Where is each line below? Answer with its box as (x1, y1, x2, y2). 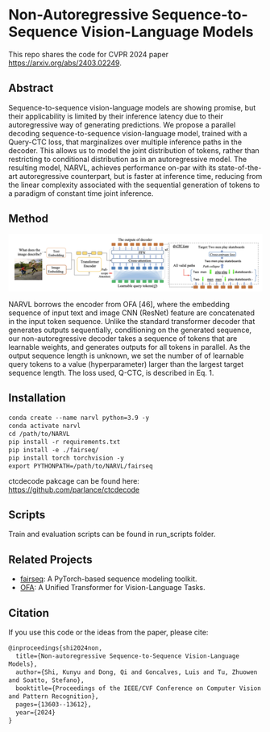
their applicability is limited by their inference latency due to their (8, 111, 224, 121)
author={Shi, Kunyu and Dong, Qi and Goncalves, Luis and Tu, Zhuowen (15, 668, 258, 676)
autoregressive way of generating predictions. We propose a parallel (8, 119, 236, 130)
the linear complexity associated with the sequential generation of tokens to (8, 180, 260, 189)
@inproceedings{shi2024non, (8, 644, 103, 652)
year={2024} (15, 709, 56, 717)
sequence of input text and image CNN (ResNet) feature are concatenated (8, 308, 255, 318)
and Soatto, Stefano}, (8, 676, 85, 684)
